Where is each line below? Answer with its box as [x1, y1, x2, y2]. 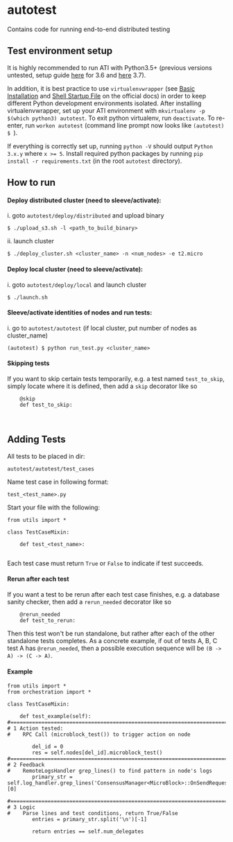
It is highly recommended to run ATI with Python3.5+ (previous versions [7, 63, 213, 71]
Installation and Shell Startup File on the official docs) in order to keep [7, 91, 207, 100]
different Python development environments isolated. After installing [7, 99, 202, 107]
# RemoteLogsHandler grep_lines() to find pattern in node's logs [7, 768, 213, 775]
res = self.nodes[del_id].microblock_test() [32, 749, 163, 757]
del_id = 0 [32, 744, 64, 751]
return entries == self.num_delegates [32, 828, 144, 835]
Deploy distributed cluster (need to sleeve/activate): [7, 196, 162, 204]
